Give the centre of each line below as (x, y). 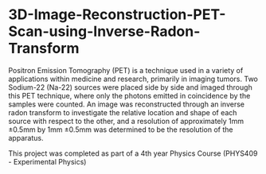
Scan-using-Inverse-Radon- (104, 31)
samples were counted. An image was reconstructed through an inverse (127, 104)
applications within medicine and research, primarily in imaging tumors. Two (133, 79)
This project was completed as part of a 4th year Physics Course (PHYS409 (133, 153)
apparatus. (26, 137)
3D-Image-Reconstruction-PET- (117, 15)
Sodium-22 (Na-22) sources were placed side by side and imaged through (130, 87)
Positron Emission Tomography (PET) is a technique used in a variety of (126, 70)
